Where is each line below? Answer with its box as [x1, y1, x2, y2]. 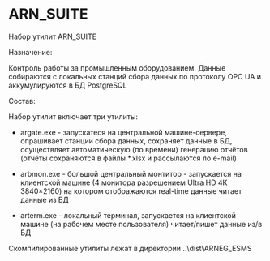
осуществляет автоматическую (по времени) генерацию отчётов [19, 144, 249, 154]
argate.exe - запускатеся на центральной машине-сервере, [19, 127, 227, 137]
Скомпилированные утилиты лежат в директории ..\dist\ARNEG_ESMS [8, 243, 252, 253]
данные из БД [19, 195, 69, 204]
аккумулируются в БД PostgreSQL [8, 80, 127, 90]
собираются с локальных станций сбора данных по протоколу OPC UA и [8, 71, 262, 81]
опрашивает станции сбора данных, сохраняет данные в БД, [19, 135, 233, 146]
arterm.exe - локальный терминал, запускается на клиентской [19, 210, 237, 220]
